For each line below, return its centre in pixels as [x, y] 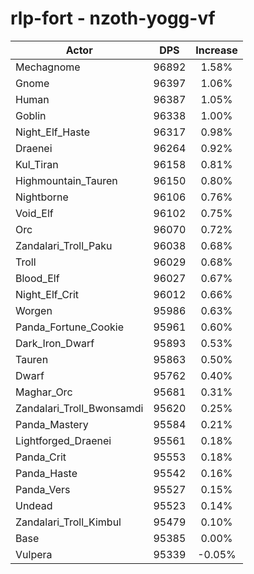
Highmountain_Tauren [66, 180]
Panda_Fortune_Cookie [69, 327]
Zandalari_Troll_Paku [64, 245]
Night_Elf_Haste [53, 132]
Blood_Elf [37, 278]
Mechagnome [48, 67]
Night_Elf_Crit [47, 294]
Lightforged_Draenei [63, 440]
